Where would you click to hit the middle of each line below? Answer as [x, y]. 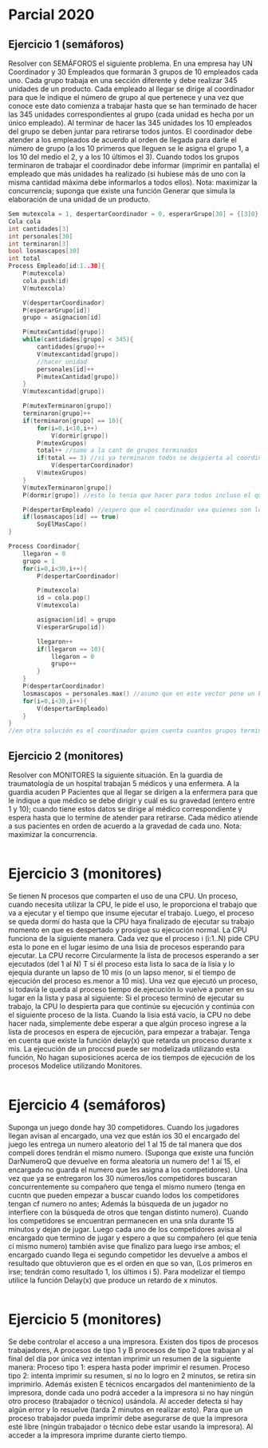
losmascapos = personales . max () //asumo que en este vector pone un [139, 693]
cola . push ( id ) [46, 281]
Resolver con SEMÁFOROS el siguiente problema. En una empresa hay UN [130, 63]
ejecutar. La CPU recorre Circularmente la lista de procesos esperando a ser [134, 955]
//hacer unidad [62, 361]
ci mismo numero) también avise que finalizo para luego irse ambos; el [124, 1246]
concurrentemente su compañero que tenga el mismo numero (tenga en [127, 1187]
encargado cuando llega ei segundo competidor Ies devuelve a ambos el [128, 1255]
